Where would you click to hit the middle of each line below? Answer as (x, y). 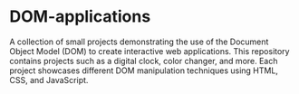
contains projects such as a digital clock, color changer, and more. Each (144, 61)
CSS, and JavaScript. (49, 80)
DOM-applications (80, 17)
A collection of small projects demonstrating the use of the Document (139, 42)
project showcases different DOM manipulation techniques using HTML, (144, 70)
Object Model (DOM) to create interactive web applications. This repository (149, 51)
